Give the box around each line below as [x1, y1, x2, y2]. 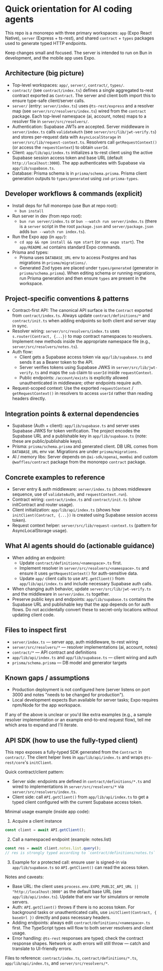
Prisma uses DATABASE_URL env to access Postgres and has [19, 254, 137, 260]
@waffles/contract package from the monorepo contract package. [12, 459, 146, 465]
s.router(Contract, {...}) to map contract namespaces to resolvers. [12, 333, 153, 339]
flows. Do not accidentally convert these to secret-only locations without [12, 606, 158, 612]
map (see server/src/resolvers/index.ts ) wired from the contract [12, 108, 146, 114]
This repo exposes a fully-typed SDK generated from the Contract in [5, 749, 142, 755]
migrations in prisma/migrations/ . [19, 260, 88, 266]
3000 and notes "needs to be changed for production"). [12, 692, 125, 698]
